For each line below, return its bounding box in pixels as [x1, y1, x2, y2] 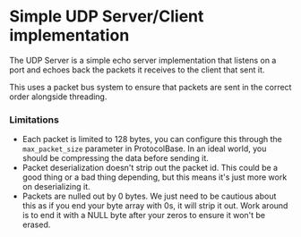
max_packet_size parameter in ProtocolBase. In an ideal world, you [21, 143, 267, 154]
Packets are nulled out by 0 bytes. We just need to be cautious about [21, 190, 277, 202]
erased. [21, 219, 51, 230]
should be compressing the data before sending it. [21, 153, 209, 164]
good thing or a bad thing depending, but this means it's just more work [21, 172, 288, 182]
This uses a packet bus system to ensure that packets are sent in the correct [9, 81, 292, 92]
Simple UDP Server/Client [9, 6, 204, 27]
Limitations [9, 114, 60, 126]
